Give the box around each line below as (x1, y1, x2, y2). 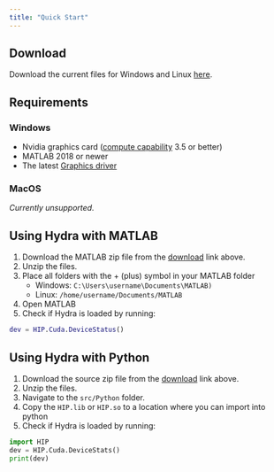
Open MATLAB (21, 298, 77, 310)
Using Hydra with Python (9, 350, 150, 365)
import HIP (9, 437, 49, 446)
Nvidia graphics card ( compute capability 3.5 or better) (21, 142, 223, 152)
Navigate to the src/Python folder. (21, 391, 146, 403)
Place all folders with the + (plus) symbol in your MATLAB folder (21, 271, 255, 282)
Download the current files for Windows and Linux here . (9, 69, 213, 80)
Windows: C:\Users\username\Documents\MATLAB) (34, 280, 213, 290)
